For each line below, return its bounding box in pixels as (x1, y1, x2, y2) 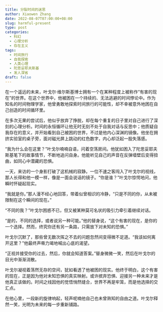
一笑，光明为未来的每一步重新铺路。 (9, 301, 81, 307)
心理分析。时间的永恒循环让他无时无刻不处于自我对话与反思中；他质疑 (13, 123, 154, 129)
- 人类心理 (9, 61, 29, 66)
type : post (5, 25, 27, 30)
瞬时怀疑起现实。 (5, 180, 39, 186)
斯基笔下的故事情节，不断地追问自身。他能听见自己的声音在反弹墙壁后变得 (5, 152, 154, 158)
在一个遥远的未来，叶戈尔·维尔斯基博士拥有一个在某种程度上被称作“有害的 (5, 88, 153, 95)
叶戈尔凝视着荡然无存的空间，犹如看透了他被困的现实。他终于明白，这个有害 (5, 267, 158, 273)
